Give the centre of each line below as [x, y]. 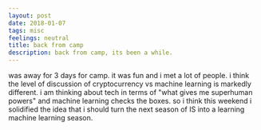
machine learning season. [51, 118]
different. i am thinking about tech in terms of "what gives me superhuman [130, 92]
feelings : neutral [39, 38]
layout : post [30, 16]
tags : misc [26, 30]
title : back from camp [46, 45]
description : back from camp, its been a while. [91, 53]
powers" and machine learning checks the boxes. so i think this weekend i [130, 101]
